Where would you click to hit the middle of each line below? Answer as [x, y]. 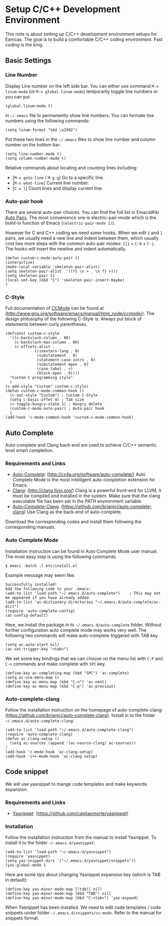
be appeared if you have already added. [48, 597]
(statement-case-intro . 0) [66, 360]
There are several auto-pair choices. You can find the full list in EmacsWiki [82, 212]
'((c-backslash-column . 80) [40, 338]
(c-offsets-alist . [35, 347]
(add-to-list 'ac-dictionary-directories [49, 602]
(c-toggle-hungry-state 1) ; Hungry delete [56, 404]
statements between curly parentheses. [47, 324]
